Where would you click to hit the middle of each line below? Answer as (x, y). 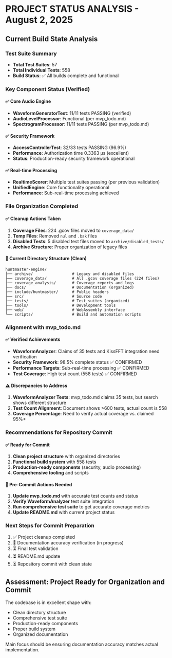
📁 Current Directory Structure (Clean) (46, 259)
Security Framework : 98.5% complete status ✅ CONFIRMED (77, 362)
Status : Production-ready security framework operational (74, 159)
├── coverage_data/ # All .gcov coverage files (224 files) (82, 278)
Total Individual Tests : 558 (41, 70)
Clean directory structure (39, 612)
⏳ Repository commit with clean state (52, 564)
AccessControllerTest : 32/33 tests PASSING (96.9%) (70, 148)
